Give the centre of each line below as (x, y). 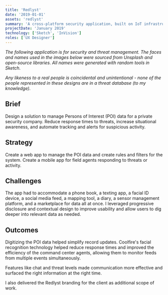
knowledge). (18, 88)
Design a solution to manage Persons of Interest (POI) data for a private (79, 116)
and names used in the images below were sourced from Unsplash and (79, 57)
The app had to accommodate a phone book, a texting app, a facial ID (77, 193)
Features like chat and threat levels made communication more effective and (84, 268)
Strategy (19, 142)
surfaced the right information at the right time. (53, 273)
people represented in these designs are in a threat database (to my (75, 83)
